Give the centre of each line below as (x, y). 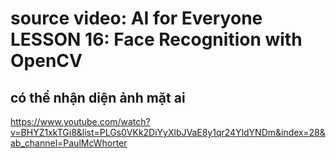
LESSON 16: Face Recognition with (156, 39)
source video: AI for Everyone (136, 18)
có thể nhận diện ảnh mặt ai (98, 97)
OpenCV (46, 61)
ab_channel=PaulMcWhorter (69, 143)
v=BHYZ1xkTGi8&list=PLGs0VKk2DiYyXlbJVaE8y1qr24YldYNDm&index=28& (168, 132)
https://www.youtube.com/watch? (80, 121)
